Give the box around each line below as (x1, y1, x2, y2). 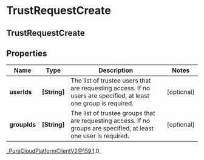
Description (98, 66, 134, 75)
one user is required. (70, 132, 129, 140)
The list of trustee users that (70, 76, 151, 85)
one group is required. (70, 99, 134, 108)
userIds (9, 88, 32, 96)
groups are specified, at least (70, 124, 154, 133)
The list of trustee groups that (70, 109, 155, 118)
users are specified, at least (70, 92, 150, 100)
